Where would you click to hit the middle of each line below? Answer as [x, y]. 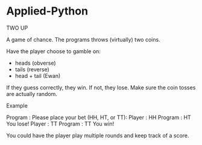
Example [17, 105]
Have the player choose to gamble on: [54, 51]
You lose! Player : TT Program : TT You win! [60, 124]
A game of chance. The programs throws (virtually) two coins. [84, 39]
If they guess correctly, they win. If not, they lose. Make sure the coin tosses [101, 87]
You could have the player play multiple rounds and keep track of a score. [98, 135]
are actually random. [32, 94]
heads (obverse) [35, 63]
